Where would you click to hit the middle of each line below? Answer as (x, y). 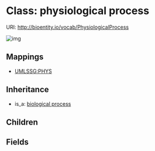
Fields (18, 142)
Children (22, 122)
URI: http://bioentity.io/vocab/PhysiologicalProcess (68, 27)
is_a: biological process (43, 103)
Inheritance (27, 90)
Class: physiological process (78, 11)
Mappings (25, 57)
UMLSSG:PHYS (33, 71)
